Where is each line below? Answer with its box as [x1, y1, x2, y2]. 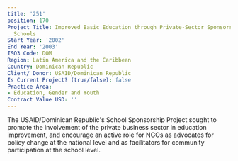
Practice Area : [7, 83, 52, 90]
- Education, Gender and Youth [7, 89, 100, 96]
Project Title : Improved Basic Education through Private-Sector [7, 23, 204, 30]
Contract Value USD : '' [7, 96, 78, 104]
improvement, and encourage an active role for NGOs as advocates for [7, 131, 214, 139]
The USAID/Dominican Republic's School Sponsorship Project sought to [7, 116, 217, 124]
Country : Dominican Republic [7, 63, 93, 70]
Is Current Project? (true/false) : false [7, 76, 132, 84]
